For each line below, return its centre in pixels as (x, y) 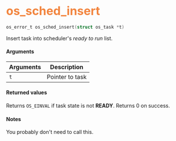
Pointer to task (67, 77)
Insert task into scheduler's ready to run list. (60, 38)
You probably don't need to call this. (50, 132)
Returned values (27, 92)
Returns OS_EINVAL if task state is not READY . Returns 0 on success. (88, 106)
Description (67, 67)
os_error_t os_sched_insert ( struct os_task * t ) (65, 27)
